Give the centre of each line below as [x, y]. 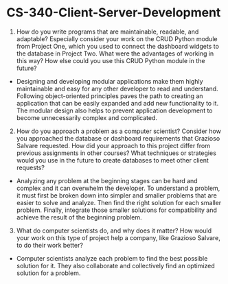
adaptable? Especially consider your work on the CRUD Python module [117, 38]
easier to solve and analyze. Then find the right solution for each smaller [119, 202]
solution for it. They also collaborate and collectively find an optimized [116, 265]
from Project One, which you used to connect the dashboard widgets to [117, 46]
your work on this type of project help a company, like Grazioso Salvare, [118, 237]
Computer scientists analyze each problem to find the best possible [112, 258]
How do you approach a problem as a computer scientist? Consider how [118, 131]
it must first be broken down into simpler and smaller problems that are [116, 195]
